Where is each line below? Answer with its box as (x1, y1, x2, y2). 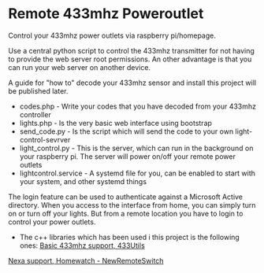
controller (19, 109, 51, 119)
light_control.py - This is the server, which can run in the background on (19, 143, 254, 153)
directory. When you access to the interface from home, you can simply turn (8, 200, 256, 209)
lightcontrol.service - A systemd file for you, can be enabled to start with (19, 168, 256, 178)
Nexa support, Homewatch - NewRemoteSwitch (8, 256, 164, 265)
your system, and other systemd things (19, 176, 147, 186)
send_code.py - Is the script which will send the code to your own (19, 127, 234, 136)
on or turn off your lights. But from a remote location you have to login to (8, 208, 244, 218)
